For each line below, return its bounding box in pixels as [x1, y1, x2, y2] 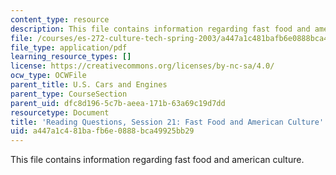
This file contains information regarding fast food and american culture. [10, 154, 305, 166]
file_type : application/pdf [10, 42, 128, 53]
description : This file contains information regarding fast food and [10, 24, 311, 34]
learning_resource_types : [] [10, 52, 132, 62]
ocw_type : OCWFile [10, 71, 87, 81]
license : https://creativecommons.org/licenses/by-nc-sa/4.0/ [10, 61, 275, 71]
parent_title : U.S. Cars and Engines [10, 80, 168, 90]
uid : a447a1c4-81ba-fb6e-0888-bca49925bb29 [10, 126, 195, 136]
